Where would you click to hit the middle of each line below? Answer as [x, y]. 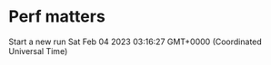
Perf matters [57, 17]
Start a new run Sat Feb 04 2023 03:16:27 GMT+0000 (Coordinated [135, 42]
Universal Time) [38, 51]
